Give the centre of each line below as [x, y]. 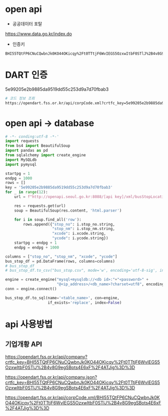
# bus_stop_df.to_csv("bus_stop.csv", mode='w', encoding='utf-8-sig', [81, 271]
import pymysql [21, 164]
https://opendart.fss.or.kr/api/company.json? [51, 377]
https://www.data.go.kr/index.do [39, 34]
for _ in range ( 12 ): [27, 192]
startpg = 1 [17, 173]
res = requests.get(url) [40, 206]
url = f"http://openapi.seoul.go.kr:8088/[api [63, 197]
